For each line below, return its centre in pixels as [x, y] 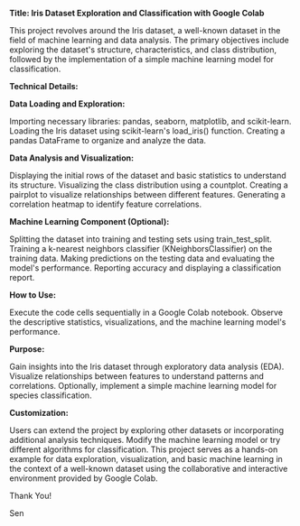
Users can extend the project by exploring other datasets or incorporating [147, 430]
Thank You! [31, 496]
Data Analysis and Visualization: [71, 158]
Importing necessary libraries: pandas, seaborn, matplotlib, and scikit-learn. [150, 121]
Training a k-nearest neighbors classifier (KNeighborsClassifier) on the [141, 249]
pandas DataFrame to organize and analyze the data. [108, 140]
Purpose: [27, 349]
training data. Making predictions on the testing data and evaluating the [142, 258]
